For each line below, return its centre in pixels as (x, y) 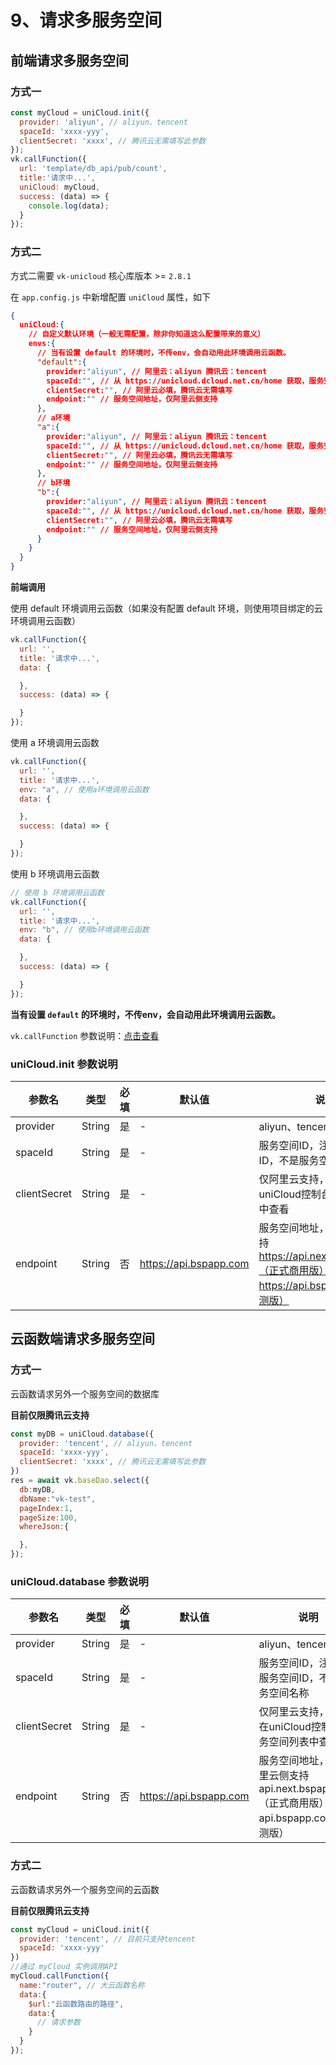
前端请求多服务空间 (69, 60)
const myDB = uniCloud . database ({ (82, 1434)
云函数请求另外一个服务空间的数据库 (85, 1393)
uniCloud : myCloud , (60, 187)
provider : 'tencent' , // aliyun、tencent (106, 1443)
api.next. (279, 1789)
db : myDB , (37, 1489)
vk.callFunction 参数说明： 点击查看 (85, 1035)
